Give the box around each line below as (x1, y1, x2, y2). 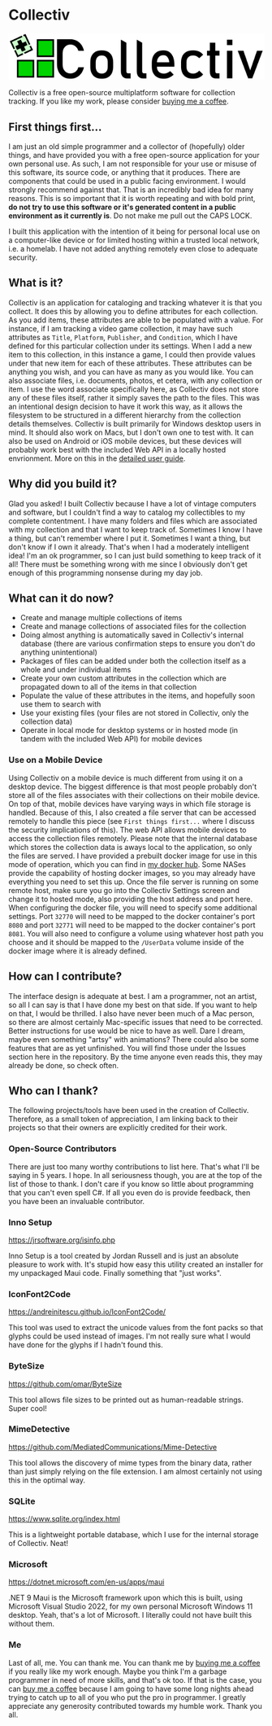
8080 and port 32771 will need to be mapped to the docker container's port (8, 920, 256, 930)
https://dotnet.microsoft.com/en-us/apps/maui (8, 1577, 165, 1587)
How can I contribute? (8, 970, 123, 983)
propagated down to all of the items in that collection (19, 682, 197, 692)
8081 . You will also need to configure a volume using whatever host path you (8, 928, 264, 938)
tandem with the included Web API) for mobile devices (19, 734, 203, 744)
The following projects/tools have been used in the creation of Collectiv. (8, 1106, 249, 1115)
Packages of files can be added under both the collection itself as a (19, 656, 246, 666)
